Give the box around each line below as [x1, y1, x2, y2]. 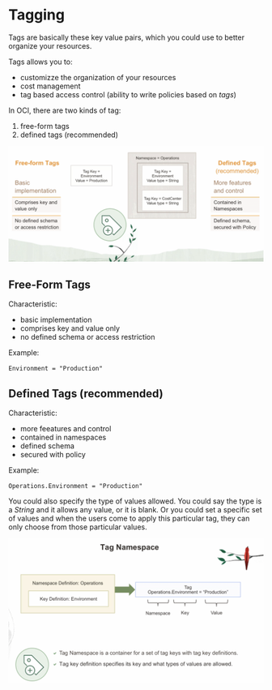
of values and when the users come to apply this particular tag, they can [8, 513, 250, 523]
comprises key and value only [19, 324, 120, 333]
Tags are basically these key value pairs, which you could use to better [8, 32, 245, 42]
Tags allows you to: [8, 57, 73, 66]
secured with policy [19, 449, 87, 459]
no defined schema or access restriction [19, 332, 155, 342]
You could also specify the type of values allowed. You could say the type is [8, 496, 262, 506]
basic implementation [19, 315, 92, 325]
